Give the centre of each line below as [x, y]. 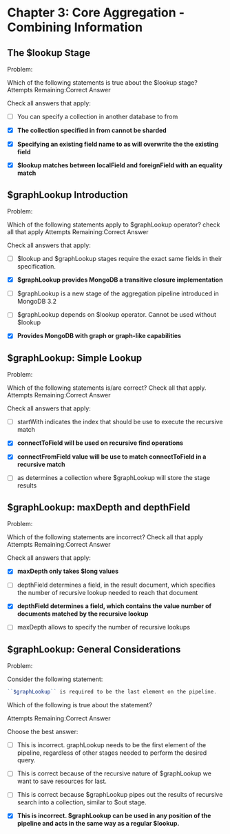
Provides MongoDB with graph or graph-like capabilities [99, 336]
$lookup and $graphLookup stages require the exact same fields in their [119, 259]
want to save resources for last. [62, 781]
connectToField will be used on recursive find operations [100, 443]
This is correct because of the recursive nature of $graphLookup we [114, 773]
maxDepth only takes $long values [68, 571]
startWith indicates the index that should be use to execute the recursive [120, 422]
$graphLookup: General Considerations [94, 649]
